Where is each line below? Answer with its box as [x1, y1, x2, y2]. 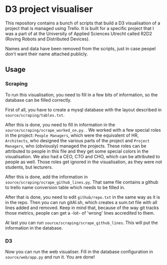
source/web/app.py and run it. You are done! [5, 254, 95, 260]
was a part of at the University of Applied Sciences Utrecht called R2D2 [5, 30, 153, 36]
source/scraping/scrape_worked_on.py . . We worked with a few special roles [5, 127, 161, 133]
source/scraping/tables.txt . [5, 112, 65, 118]
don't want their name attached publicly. [5, 51, 88, 57]
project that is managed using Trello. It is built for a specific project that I [5, 25, 154, 31]
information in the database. [5, 225, 63, 231]
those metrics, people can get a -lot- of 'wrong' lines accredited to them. [5, 210, 155, 216]
